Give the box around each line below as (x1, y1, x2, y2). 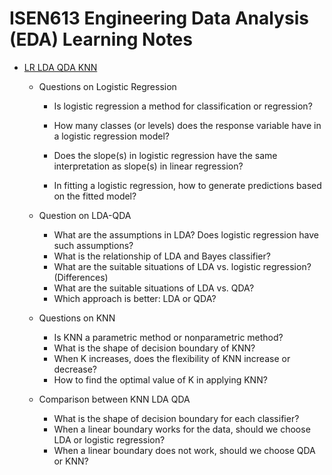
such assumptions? (53, 239, 134, 251)
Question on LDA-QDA (38, 209, 132, 221)
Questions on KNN (38, 312, 116, 324)
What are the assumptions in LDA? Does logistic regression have (53, 228, 320, 241)
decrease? (53, 363, 98, 375)
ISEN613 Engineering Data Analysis (9, 7, 309, 30)
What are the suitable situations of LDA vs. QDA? (53, 282, 255, 294)
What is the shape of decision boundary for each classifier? (53, 412, 300, 424)
